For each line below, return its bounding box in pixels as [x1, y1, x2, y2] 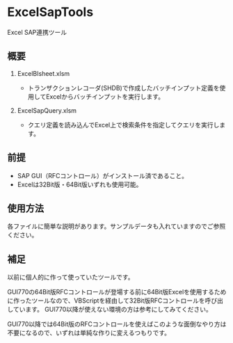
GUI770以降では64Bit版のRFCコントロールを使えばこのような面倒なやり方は [7, 320, 227, 328]
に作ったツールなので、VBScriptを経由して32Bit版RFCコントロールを [7, 296, 205, 305]
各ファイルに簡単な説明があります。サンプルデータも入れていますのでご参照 [7, 222, 226, 230]
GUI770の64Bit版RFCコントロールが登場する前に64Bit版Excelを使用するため [7, 288, 227, 296]
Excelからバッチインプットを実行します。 [46, 92, 165, 101]
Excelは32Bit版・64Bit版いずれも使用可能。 [17, 180, 143, 189]
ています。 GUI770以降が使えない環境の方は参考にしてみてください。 [13, 305, 212, 314]
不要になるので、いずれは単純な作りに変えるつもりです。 [7, 328, 171, 337]
